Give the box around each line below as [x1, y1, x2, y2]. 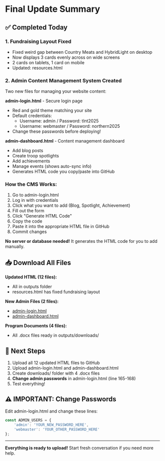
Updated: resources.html [12, 65, 63, 71]
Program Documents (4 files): [5, 323, 67, 329]
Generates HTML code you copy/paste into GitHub [12, 169, 115, 175]
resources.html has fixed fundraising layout [12, 289, 100, 295]
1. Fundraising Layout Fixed [5, 38, 72, 45]
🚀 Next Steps [5, 346, 46, 355]
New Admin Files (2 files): [5, 299, 59, 305]
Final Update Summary [5, 3, 101, 15]
